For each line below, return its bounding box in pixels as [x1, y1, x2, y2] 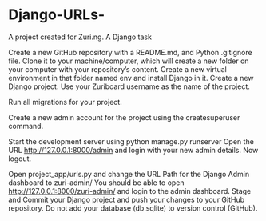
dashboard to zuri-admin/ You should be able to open [8, 178, 185, 187]
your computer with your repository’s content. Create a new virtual [8, 64, 228, 74]
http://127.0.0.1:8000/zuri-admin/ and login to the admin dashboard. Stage [8, 186, 252, 195]
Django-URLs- [8, 6, 105, 24]
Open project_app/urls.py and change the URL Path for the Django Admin [8, 169, 250, 179]
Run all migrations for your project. [8, 97, 122, 106]
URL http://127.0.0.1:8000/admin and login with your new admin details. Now [8, 145, 259, 155]
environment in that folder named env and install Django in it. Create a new [8, 73, 254, 82]
